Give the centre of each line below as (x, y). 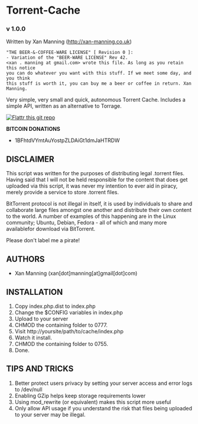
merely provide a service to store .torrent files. (63, 192)
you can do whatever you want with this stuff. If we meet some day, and (99, 73)
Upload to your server (41, 319)
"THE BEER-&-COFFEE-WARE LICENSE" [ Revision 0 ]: (70, 53)
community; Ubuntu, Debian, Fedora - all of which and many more (87, 223)
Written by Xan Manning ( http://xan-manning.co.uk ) (69, 41)
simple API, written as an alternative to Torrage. (64, 106)
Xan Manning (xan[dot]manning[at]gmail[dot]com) (76, 274)
